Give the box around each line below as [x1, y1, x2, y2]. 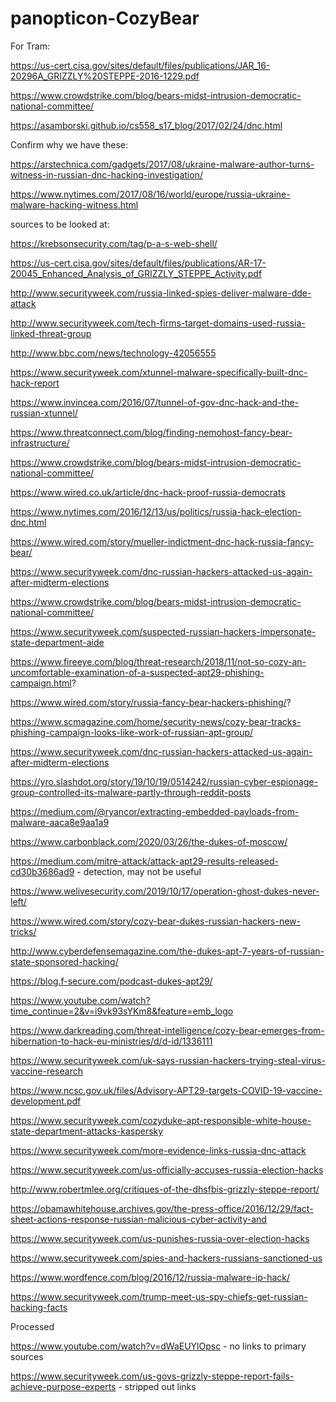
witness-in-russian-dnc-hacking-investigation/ [10, 168, 203, 181]
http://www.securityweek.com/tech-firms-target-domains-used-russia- [10, 317, 306, 329]
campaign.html [10, 677, 72, 689]
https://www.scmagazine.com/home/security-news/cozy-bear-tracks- [10, 715, 302, 727]
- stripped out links [118, 1380, 197, 1392]
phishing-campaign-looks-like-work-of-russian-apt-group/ [10, 726, 254, 738]
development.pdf [10, 1095, 82, 1107]
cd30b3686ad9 [10, 865, 75, 877]
